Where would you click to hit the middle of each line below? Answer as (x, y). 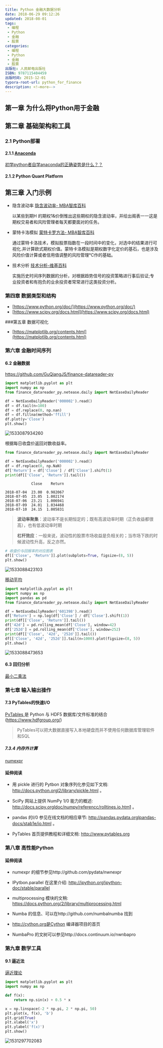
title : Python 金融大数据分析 (33, 10)
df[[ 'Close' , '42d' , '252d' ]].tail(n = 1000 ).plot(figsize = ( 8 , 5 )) (72, 639)
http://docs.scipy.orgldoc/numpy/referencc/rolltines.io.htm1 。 (74, 807)
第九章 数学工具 (23, 948)
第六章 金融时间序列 (28, 351)
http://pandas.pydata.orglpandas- (122, 818)
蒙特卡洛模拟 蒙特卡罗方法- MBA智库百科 (53, 232)
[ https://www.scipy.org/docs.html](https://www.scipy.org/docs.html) (81, 312)
